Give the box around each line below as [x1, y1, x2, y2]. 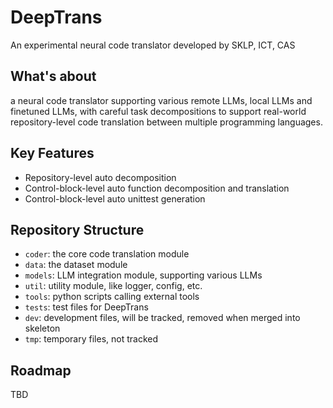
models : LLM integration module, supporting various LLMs [24, 269, 263, 281]
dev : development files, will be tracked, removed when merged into [24, 312, 301, 324]
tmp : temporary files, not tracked [24, 333, 158, 345]
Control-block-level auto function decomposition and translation [24, 182, 290, 194]
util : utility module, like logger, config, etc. [24, 280, 203, 292]
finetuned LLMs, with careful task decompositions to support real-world [10, 105, 307, 117]
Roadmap [10, 362, 72, 379]
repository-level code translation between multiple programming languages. [10, 116, 323, 128]
